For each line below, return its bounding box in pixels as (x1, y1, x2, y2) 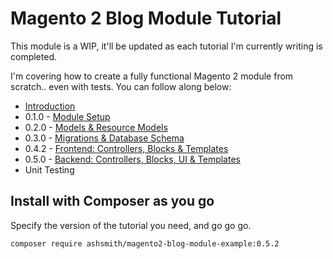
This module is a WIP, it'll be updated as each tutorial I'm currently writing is (10, 40, 323, 52)
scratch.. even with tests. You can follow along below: (10, 80, 232, 92)
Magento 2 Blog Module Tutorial (10, 7, 282, 30)
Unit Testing (24, 163, 75, 176)
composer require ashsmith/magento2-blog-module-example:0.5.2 (10, 238, 280, 249)
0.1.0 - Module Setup (24, 110, 111, 122)
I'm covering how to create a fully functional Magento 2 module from (10, 70, 294, 82)
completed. (10, 50, 57, 62)
